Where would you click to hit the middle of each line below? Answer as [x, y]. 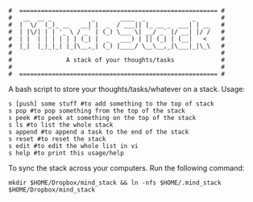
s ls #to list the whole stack [61, 125]
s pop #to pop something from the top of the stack [97, 111]
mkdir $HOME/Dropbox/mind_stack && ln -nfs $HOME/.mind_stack [115, 183]
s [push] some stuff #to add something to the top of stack [112, 104]
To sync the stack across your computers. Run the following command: [126, 168]
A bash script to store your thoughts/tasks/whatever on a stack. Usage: [127, 89]
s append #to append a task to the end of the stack [99, 132]
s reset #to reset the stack [57, 139]
